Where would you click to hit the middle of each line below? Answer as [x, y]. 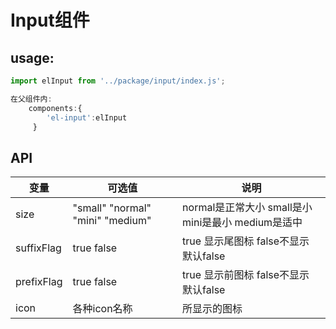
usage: [32, 57]
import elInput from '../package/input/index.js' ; [118, 81]
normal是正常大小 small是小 [247, 208]
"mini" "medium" [112, 221]
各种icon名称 [102, 309]
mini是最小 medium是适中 [242, 223]
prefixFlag [39, 282]
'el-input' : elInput [87, 117]
